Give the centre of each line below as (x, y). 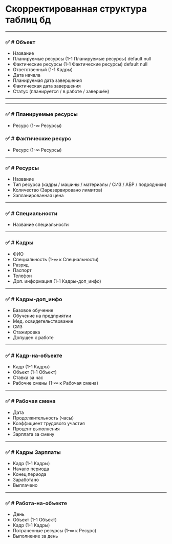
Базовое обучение (33, 310)
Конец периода (29, 474)
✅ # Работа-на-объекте (36, 503)
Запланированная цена (38, 196)
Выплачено (25, 485)
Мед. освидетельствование (43, 321)
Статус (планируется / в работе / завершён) (61, 91)
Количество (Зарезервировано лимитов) (58, 190)
